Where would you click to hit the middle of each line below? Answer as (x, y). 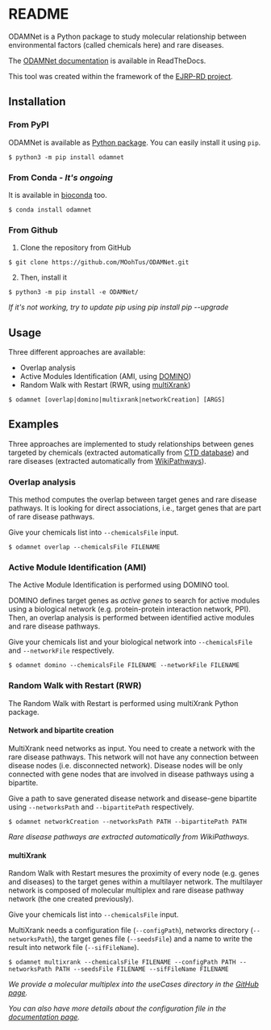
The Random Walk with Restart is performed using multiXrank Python (123, 703)
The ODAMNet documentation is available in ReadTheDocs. (107, 61)
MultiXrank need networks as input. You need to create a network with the (132, 748)
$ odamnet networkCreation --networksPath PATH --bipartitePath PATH (128, 822)
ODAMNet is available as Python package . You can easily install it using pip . (135, 142)
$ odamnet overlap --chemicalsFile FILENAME (84, 547)
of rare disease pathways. (52, 517)
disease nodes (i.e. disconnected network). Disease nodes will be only (126, 765)
